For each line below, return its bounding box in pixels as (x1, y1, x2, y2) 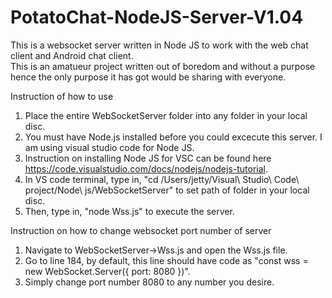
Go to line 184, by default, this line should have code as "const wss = (24, 254, 309, 266)
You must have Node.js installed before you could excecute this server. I (24, 131, 323, 143)
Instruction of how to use (10, 90, 114, 102)
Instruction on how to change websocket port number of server (10, 224, 272, 236)
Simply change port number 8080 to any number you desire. (24, 276, 275, 288)
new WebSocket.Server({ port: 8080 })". (24, 265, 191, 277)
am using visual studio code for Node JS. (24, 141, 195, 153)
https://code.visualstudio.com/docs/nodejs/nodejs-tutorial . (24, 162, 269, 175)
